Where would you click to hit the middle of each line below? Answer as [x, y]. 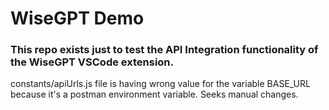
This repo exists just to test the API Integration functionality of [164, 50]
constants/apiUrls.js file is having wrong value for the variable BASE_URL [160, 84]
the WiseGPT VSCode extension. [92, 62]
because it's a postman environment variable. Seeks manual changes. [154, 94]
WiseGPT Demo [77, 18]
